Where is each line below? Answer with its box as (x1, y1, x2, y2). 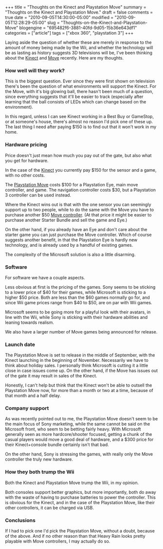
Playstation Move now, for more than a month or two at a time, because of (5, 388, 153, 393)
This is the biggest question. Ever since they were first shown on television (5, 78, 155, 84)
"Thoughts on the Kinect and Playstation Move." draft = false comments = (5, 9, 153, 15)
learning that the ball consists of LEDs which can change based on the (5, 99, 146, 105)
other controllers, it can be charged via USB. (5, 505, 94, 510)
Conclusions (5, 517, 36, 524)
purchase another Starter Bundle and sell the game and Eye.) (5, 217, 127, 223)
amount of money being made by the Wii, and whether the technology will (5, 45, 153, 50)
